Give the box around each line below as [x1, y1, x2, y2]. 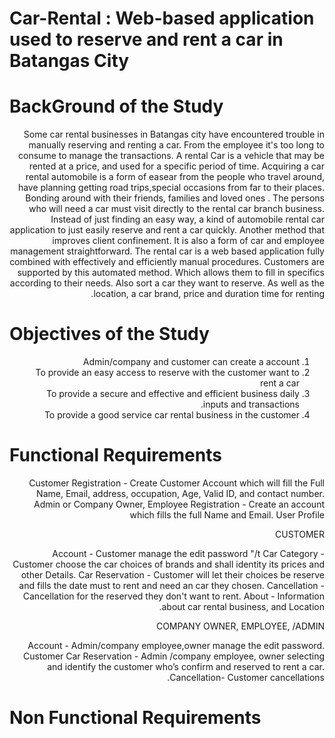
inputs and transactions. [200, 398, 300, 411]
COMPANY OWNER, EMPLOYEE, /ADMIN [155, 620, 325, 632]
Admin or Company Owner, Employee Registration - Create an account [33, 498, 325, 510]
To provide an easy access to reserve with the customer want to [35, 367, 300, 379]
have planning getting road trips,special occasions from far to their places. [17, 182, 325, 194]
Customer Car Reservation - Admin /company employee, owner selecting [22, 650, 325, 662]
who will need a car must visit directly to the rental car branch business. [28, 203, 325, 215]
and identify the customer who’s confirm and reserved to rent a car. [47, 661, 325, 672]
